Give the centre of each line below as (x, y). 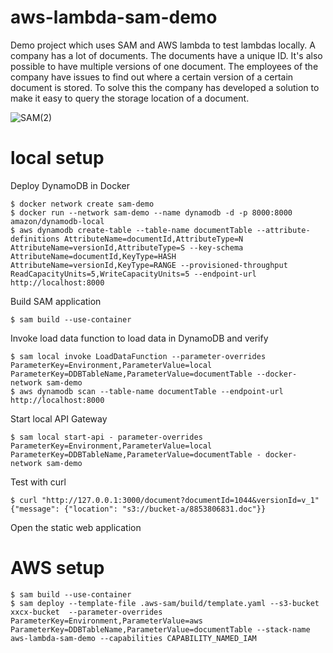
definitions (35, 239)
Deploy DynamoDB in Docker (70, 185)
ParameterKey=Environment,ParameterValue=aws (106, 621)
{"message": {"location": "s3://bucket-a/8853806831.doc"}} (138, 509)
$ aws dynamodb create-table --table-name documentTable (131, 230)
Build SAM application (56, 301)
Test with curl (38, 482)
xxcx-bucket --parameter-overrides (86, 612)
